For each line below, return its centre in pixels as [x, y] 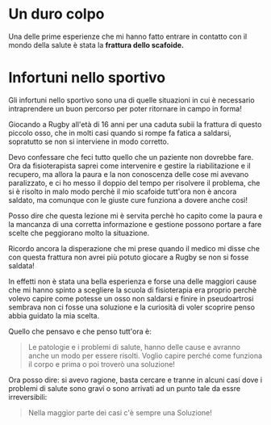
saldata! [21, 265]
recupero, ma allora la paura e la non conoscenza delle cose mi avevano [129, 174]
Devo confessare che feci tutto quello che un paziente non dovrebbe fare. [131, 157]
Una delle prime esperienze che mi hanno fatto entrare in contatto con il [128, 36]
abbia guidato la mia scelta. [54, 315]
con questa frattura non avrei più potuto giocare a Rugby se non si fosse [129, 257]
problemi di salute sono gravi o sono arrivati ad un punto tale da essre [124, 388]
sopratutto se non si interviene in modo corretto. [89, 141]
